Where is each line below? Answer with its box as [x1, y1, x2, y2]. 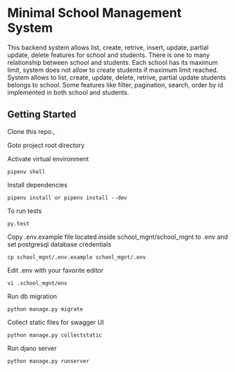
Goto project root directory [7, 141, 85, 149]
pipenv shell [7, 168, 46, 175]
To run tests [7, 206, 42, 215]
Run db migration [7, 292, 58, 300]
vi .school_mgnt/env [7, 280, 68, 287]
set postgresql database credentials [7, 240, 111, 248]
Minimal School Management [7, 5, 182, 21]
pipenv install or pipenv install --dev [7, 194, 128, 201]
